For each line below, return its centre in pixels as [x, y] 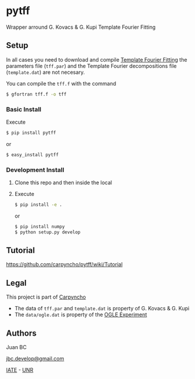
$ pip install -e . [38, 204]
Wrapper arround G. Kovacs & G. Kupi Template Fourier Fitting [81, 27]
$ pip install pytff [31, 133]
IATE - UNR [20, 370]
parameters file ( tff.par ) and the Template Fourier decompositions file [91, 66]
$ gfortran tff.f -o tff [36, 94]
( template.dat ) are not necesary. [45, 72]
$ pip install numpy [40, 226]
